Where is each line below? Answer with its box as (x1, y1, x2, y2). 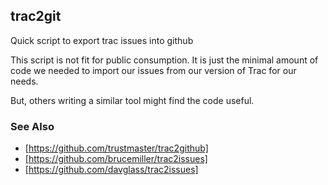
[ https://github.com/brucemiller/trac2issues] (24, 153, 208, 165)
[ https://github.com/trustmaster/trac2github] (24, 142, 209, 154)
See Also (10, 119, 55, 133)
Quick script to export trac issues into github (10, 34, 194, 46)
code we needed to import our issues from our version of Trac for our (10, 64, 297, 76)
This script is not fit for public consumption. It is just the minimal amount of (10, 54, 319, 66)
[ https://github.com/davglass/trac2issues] (24, 164, 199, 176)
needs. (10, 75, 39, 87)
